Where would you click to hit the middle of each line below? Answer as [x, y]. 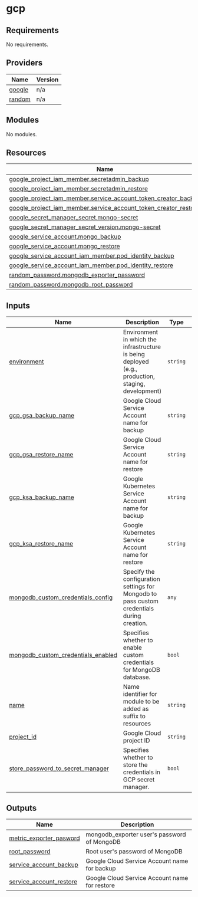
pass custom [141, 602]
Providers [24, 63]
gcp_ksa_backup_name [42, 497]
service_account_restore [43, 882]
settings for [139, 587]
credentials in [142, 773]
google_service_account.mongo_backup [65, 236]
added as [136, 709]
